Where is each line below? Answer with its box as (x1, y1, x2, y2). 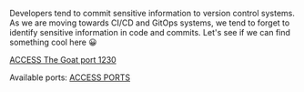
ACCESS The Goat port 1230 (9, 55, 117, 65)
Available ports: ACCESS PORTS (9, 72, 130, 83)
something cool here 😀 (9, 36, 97, 47)
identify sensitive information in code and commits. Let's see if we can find (9, 27, 291, 37)
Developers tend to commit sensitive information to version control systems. (9, 8, 296, 18)
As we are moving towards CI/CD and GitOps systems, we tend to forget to (9, 17, 290, 28)
